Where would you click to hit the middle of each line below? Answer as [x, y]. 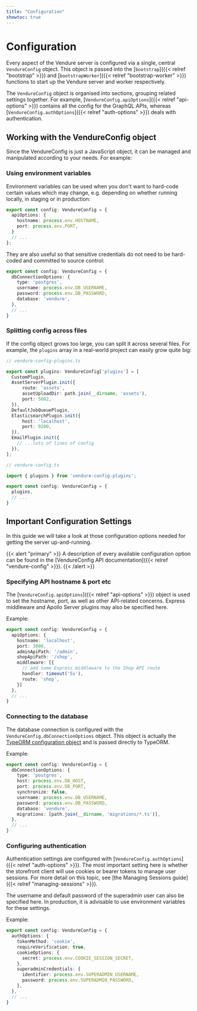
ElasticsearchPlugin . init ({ [46, 416]
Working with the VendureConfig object [81, 137]
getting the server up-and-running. [49, 542]
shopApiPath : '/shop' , [45, 657]
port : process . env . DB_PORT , [51, 787]
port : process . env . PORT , [47, 226]
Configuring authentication [46, 845]
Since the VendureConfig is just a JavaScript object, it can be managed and [99, 151]
